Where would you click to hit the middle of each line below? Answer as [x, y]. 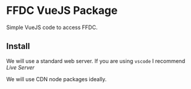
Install [18, 46]
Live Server [21, 67]
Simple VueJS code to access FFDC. [52, 27]
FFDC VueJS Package [62, 11]
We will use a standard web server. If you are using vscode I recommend [96, 61]
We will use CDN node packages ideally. [57, 79]
